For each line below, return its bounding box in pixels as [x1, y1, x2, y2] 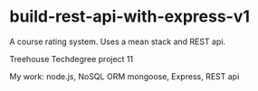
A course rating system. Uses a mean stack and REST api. [9, 36, 226, 47]
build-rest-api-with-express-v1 [9, 6, 251, 27]
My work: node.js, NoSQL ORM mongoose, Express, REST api [9, 70, 240, 82]
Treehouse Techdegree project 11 [9, 53, 134, 64]
